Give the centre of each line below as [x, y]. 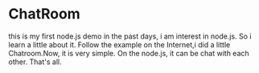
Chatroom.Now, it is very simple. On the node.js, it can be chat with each [129, 53]
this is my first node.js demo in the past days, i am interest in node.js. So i [130, 36]
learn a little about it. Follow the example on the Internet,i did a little [119, 44]
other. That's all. [35, 62]
